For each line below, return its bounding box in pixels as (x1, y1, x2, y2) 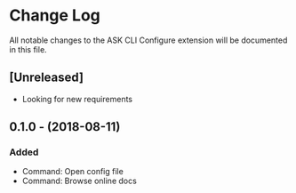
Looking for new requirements (21, 93, 133, 104)
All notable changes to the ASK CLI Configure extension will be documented (9, 35, 288, 45)
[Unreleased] (9, 70, 84, 85)
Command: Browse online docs (21, 175, 138, 187)
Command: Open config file (21, 166, 124, 177)
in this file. (9, 44, 47, 54)
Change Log (9, 5, 100, 26)
